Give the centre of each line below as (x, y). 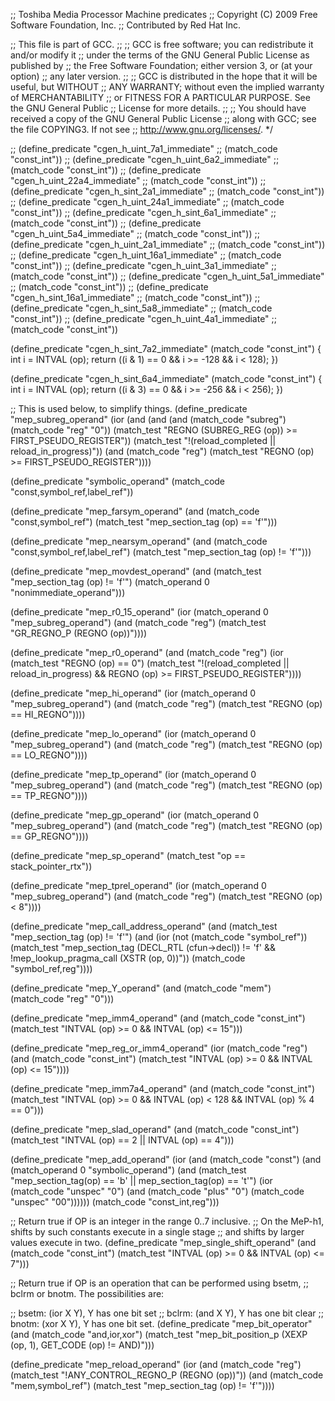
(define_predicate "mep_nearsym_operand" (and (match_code (139, 541)
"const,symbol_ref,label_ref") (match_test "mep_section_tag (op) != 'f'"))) (161, 552)
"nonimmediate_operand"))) (68, 592)
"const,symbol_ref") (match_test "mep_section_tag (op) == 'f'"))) (144, 522)
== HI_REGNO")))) (48, 714)
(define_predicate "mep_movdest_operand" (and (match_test (136, 571)
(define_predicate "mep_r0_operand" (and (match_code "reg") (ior (147, 652)
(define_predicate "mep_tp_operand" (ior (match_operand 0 (133, 774)
